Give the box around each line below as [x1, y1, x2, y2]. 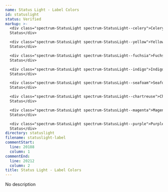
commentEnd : [5, 154, 30, 159]
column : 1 [9, 149, 30, 154]
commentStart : [5, 140, 35, 145]
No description [5, 182, 36, 188]
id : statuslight [5, 12, 39, 17]
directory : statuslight [5, 131, 55, 136]
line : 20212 [9, 158, 35, 164]
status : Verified [5, 16, 41, 21]
